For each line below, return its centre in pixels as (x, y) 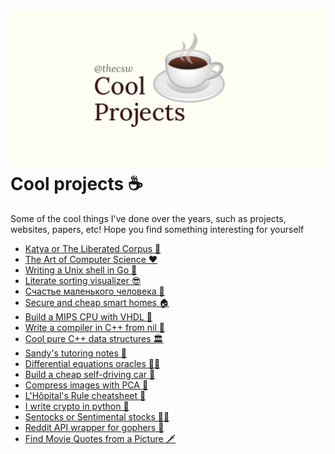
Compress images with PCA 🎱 (86, 385)
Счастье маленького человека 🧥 (94, 291)
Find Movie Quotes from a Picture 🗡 (100, 438)
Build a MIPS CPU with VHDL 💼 (88, 316)
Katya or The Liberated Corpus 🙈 (93, 248)
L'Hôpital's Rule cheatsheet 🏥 (85, 395)
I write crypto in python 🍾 (77, 406)
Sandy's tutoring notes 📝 (76, 353)
